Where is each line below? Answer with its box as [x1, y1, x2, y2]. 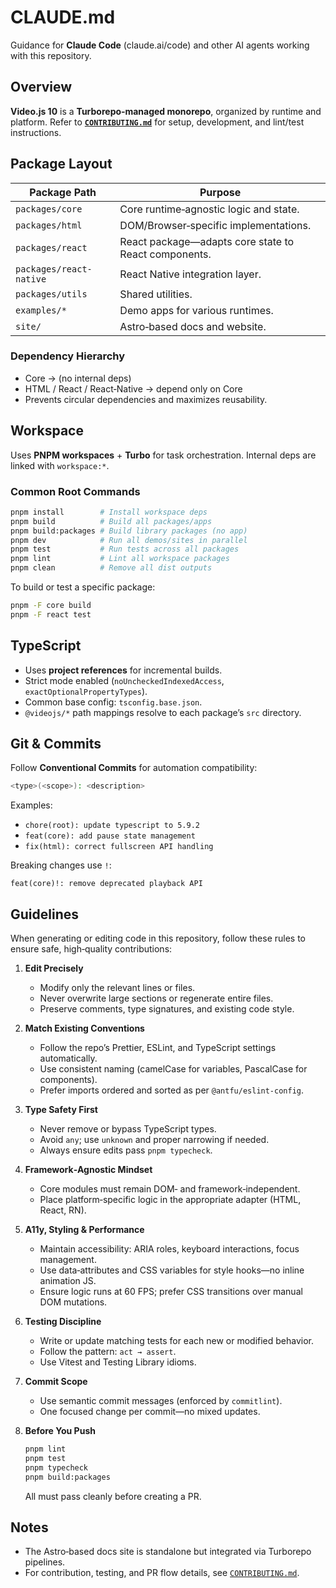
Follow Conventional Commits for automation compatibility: [10, 762, 258, 774]
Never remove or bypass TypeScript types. [39, 1123, 217, 1135]
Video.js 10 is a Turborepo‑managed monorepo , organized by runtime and [10, 105, 322, 117]
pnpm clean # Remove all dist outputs [10, 563, 213, 573]
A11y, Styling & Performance [24, 1224, 145, 1236]
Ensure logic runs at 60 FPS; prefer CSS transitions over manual [39, 1286, 303, 1298]
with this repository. [10, 49, 92, 61]
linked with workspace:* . [10, 459, 110, 471]
